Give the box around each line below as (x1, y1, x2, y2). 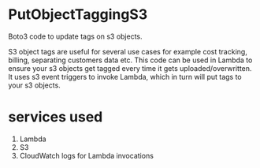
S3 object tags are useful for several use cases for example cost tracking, (8, 47, 248, 56)
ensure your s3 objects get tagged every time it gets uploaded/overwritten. (8, 63, 252, 73)
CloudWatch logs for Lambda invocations (19, 151, 154, 160)
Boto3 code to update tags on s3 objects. (8, 32, 143, 41)
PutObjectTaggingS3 (8, 6, 148, 24)
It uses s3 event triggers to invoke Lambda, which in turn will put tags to (8, 72, 242, 81)
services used (8, 108, 103, 126)
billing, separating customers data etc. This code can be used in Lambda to (8, 55, 253, 65)
